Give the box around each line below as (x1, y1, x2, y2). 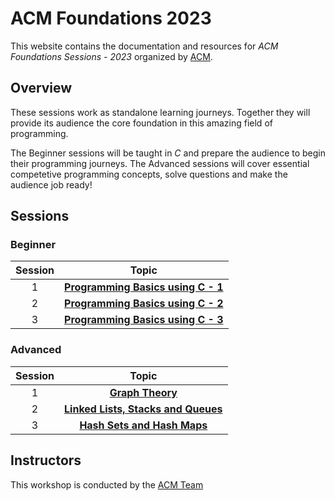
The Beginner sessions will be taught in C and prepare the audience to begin (10, 147, 327, 159)
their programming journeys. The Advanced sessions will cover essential (10, 157, 310, 169)
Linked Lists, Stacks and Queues (64, 402, 223, 416)
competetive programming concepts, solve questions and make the (10, 168, 288, 180)
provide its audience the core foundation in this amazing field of (10, 117, 273, 129)
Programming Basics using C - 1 (64, 280, 224, 294)
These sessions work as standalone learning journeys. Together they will (10, 106, 311, 118)
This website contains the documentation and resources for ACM (10, 40, 279, 52)
